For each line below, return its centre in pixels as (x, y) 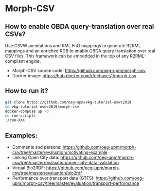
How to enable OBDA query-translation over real (80, 26)
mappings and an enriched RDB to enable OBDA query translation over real (80, 51)
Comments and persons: (37, 147)
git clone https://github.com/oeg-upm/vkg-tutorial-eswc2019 (68, 102)
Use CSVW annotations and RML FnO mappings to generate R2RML (73, 46)
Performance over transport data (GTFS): (53, 178)
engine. (34, 61)
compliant (15, 61)
